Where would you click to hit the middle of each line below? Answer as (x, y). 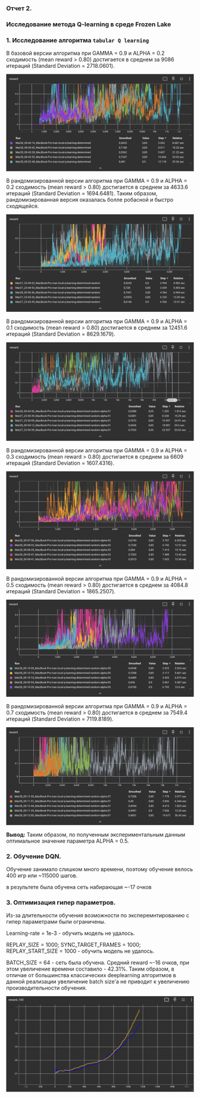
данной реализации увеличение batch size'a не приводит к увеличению (98, 982)
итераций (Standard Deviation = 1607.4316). (60, 463)
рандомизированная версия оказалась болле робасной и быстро (90, 200)
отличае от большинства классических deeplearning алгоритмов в (91, 975)
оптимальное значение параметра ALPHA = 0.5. (68, 841)
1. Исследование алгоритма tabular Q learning (78, 40)
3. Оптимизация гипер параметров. (61, 902)
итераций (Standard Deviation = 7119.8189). (60, 719)
